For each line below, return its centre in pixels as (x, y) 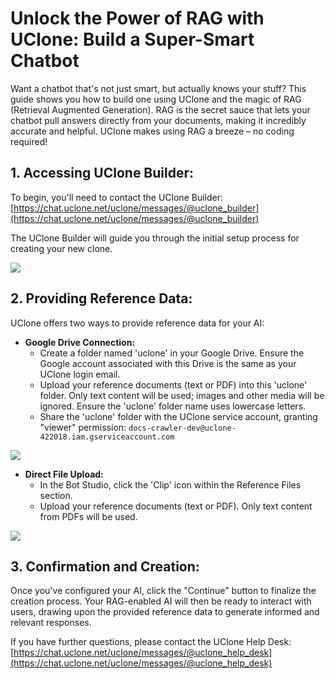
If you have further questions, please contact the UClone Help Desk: (151, 642)
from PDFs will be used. (88, 516)
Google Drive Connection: (80, 342)
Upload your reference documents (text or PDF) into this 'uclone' (173, 384)
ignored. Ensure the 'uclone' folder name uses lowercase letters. (173, 406)
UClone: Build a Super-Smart (132, 39)
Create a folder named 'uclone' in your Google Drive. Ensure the (172, 353)
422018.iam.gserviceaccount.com (107, 437)
